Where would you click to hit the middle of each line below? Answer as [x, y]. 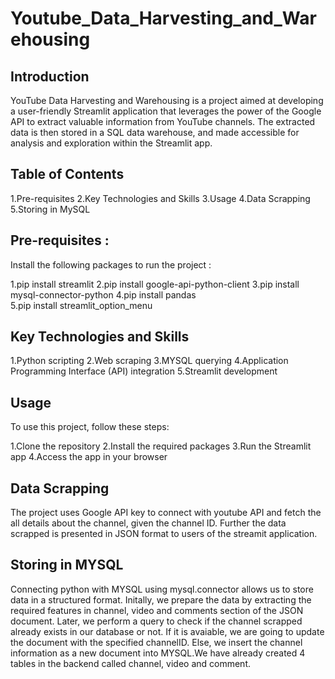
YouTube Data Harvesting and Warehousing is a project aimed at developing [167, 100]
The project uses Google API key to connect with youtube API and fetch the [166, 513]
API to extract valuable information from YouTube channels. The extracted [163, 121]
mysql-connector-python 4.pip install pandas [103, 294]
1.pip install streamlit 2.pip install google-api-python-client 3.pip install [155, 284]
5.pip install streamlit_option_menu [81, 305]
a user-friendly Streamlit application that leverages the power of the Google [166, 111]
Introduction [50, 76]
